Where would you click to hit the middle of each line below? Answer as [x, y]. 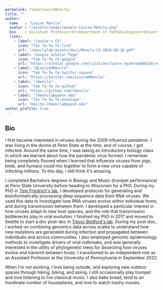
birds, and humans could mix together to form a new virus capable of [74, 166]
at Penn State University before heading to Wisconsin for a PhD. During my [80, 185]
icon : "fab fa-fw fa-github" [47, 86]
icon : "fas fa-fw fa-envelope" [49, 100]
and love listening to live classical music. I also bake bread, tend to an [74, 277]
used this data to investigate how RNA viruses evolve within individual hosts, [81, 201]
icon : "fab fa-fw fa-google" [47, 59]
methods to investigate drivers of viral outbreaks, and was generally [73, 242]
